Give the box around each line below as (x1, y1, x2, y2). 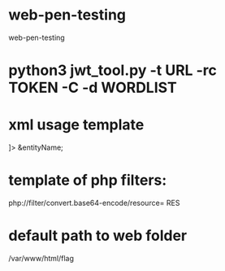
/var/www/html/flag (8, 253, 75, 263)
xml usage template (8, 116, 145, 134)
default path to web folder (8, 226, 188, 245)
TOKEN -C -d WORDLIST (8, 79, 177, 97)
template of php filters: (8, 171, 167, 190)
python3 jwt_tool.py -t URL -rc (8, 61, 218, 80)
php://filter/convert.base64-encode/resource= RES (8, 198, 180, 208)
